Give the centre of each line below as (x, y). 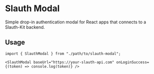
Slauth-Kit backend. (25, 27)
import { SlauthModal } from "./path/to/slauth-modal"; (63, 54)
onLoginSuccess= (133, 62)
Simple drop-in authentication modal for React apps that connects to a (76, 22)
